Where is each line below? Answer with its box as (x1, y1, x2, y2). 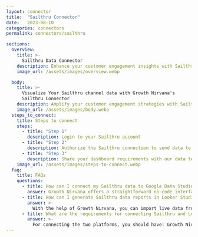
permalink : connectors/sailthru (6, 31, 85, 37)
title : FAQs (16, 172, 46, 179)
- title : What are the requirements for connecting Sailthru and (21, 210, 186, 217)
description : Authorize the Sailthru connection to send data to (27, 145, 192, 151)
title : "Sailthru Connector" (6, 14, 81, 20)
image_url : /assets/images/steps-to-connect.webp (16, 162, 141, 167)
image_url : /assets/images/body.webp (16, 107, 110, 113)
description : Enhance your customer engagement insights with (16, 63, 173, 69)
